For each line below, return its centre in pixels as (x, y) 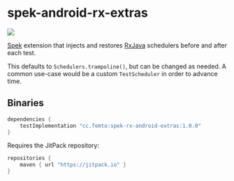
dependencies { (29, 119)
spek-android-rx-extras (78, 13)
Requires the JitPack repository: (53, 145)
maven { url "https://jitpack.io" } (73, 165)
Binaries (25, 103)
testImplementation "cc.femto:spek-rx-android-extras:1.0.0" (110, 126)
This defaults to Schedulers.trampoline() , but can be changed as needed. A (117, 66)
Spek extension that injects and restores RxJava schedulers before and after (117, 45)
